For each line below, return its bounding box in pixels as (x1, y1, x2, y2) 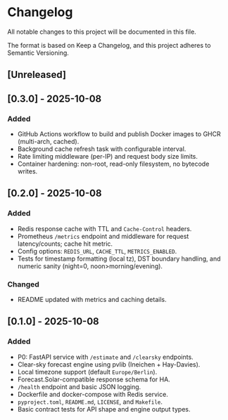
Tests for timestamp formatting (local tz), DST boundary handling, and (17, 254, 221, 263)
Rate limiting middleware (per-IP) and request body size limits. (17, 152, 198, 161)
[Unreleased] (7, 69, 67, 81)
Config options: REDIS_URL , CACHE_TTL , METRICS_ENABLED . (17, 247, 177, 255)
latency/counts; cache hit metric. (17, 239, 113, 248)
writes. (17, 167, 38, 176)
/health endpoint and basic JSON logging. (17, 382, 141, 391)
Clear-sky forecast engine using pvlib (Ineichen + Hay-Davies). (17, 360, 201, 369)
